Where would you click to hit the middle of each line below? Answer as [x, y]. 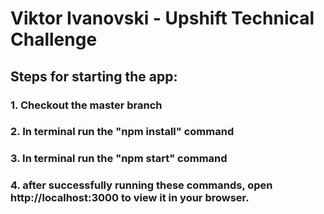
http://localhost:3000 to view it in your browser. [130, 198]
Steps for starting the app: [94, 76]
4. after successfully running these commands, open [141, 185]
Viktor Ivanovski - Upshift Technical [162, 18]
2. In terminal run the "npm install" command [122, 132]
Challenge [54, 39]
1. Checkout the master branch [86, 105]
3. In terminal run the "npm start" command [119, 159]
